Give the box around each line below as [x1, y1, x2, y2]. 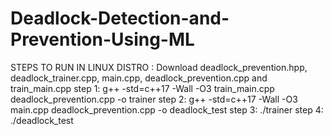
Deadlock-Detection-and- [10, 7, 230, 30]
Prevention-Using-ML [10, 28, 195, 51]
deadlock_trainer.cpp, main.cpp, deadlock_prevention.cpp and [10, 72, 268, 84]
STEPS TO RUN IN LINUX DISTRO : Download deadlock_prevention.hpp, [10, 61, 308, 73]
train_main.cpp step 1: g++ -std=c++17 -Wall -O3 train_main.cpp [10, 82, 275, 94]
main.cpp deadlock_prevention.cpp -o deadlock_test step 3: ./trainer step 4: [10, 103, 324, 116]
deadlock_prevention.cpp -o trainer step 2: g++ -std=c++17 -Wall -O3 [10, 93, 298, 105]
